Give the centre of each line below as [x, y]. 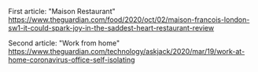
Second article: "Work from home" [64, 43]
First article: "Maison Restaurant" [62, 11]
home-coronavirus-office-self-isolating [72, 59]
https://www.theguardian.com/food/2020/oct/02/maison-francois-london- [129, 20]
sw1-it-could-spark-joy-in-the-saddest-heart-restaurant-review [111, 28]
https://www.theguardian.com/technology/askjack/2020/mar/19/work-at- [127, 51]
